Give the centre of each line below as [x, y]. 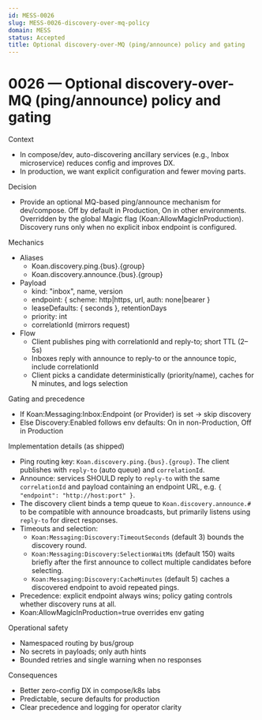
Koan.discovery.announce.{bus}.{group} [97, 275]
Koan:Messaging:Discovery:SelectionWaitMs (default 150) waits [133, 554]
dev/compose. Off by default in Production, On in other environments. [133, 211]
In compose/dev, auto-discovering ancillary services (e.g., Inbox [124, 155]
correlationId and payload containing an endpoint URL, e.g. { [121, 487]
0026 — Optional [65, 84]
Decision [22, 187]
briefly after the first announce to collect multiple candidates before [141, 562]
